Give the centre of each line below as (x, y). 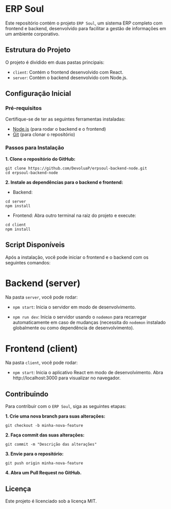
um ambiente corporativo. (32, 34)
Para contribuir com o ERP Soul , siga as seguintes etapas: (66, 406)
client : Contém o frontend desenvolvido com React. (68, 72)
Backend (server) (43, 283)
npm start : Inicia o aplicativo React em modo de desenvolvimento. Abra (88, 373)
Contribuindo (27, 394)
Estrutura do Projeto (38, 50)
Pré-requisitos (23, 108)
